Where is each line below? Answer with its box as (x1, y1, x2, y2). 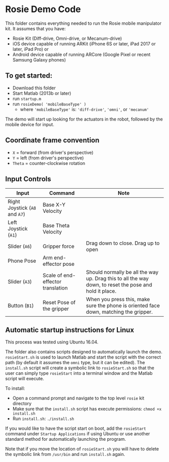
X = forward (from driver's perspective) (12, 149, 94, 155)
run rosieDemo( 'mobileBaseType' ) (12, 101, 87, 107)
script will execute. (5, 376, 44, 382)
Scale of (42, 272, 62, 279)
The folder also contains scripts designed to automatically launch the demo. (5, 349, 162, 355)
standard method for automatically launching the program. (5, 436, 126, 442)
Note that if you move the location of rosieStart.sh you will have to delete (5, 446, 159, 452)
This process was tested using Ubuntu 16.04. (5, 339, 99, 345)
